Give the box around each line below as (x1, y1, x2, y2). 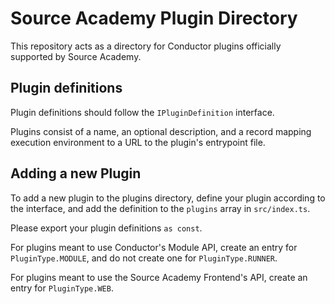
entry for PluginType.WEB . (10, 282, 114, 294)
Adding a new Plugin (10, 165, 142, 182)
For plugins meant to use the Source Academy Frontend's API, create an (10, 271, 308, 283)
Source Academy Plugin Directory (10, 7, 298, 30)
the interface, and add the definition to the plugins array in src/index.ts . (10, 202, 311, 214)
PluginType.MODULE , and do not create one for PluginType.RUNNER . (10, 252, 278, 264)
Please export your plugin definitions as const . (10, 222, 203, 234)
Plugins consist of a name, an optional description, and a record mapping (10, 125, 312, 137)
